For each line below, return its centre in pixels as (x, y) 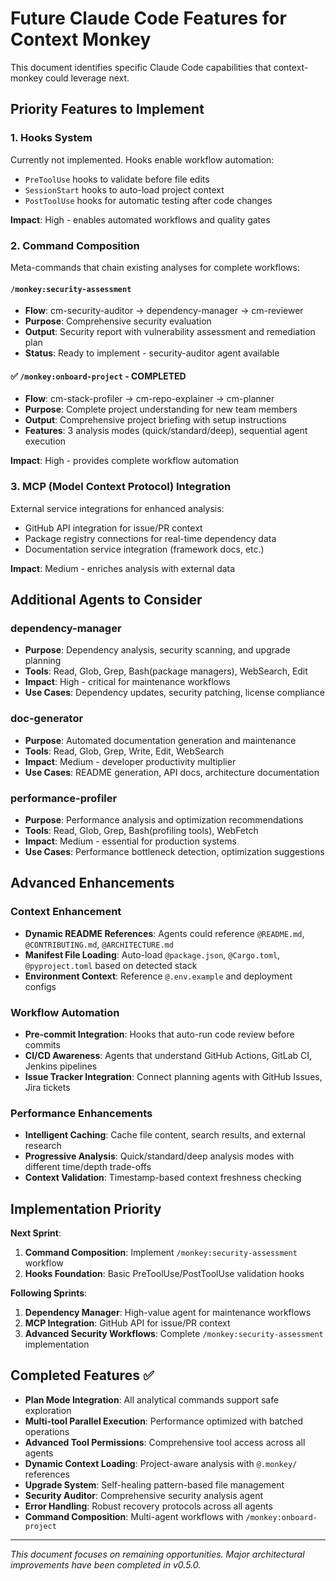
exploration (48, 1410)
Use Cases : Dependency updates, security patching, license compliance (174, 693)
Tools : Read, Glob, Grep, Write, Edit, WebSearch (124, 751)
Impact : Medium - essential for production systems (130, 841)
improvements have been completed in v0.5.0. (106, 1564)
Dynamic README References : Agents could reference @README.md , (164, 933)
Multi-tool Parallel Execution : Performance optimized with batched (163, 1421)
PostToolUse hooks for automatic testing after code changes (148, 200)
